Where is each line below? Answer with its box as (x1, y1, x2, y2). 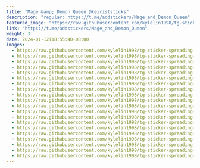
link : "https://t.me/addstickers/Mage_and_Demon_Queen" (6, 25, 148, 32)
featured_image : (6, 20, 46, 26)
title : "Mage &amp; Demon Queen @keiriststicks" (6, 8, 129, 15)
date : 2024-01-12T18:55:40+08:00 (6, 36, 89, 42)
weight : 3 (6, 31, 31, 37)
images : (6, 42, 26, 48)
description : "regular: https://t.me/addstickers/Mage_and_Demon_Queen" (6, 14, 190, 20)
